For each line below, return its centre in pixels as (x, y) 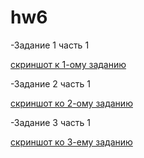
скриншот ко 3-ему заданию (71, 142)
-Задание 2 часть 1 (50, 83)
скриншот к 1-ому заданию (68, 64)
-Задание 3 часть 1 (51, 122)
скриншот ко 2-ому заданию (71, 103)
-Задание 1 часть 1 (50, 45)
